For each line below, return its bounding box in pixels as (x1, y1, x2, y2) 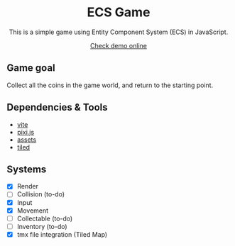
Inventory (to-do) (16, 222, 68, 230)
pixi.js (16, 128, 35, 136)
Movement (16, 206, 49, 215)
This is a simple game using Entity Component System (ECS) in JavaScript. (9, 28, 229, 36)
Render (16, 182, 39, 191)
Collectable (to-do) (16, 214, 73, 223)
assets (16, 135, 37, 144)
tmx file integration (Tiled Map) (16, 230, 108, 238)
